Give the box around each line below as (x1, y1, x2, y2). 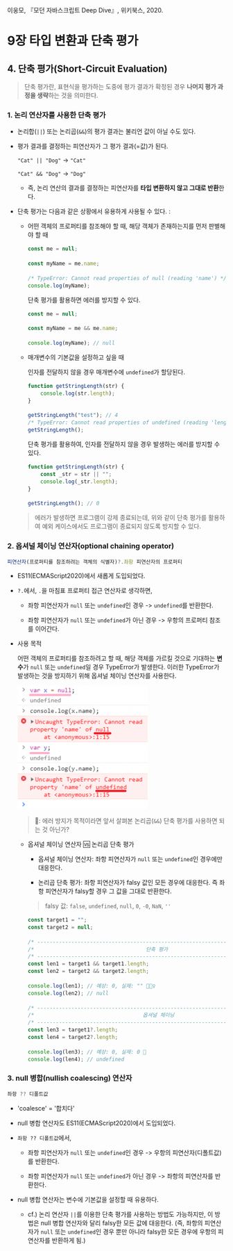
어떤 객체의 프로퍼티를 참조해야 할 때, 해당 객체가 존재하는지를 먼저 (27, 222, 207, 231)
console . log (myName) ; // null (27, 340, 116, 347)
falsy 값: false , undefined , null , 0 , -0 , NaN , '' (44, 902, 171, 910)
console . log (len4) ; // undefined (27, 1056, 125, 1063)
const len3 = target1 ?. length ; (27, 1027, 119, 1033)
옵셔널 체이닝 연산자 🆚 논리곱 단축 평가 (27, 840, 135, 849)
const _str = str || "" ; (40, 471, 112, 477)
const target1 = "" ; (27, 917, 87, 924)
